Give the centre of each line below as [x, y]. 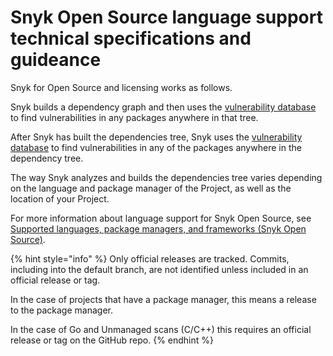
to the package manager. [61, 310]
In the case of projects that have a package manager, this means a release [163, 299]
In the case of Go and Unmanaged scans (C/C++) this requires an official [161, 329]
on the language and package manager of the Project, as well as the [151, 188]
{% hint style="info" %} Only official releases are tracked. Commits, [150, 258]
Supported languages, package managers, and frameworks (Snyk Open [158, 228]
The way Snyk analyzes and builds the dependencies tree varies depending [166, 177]
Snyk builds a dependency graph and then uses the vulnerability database [163, 107]
